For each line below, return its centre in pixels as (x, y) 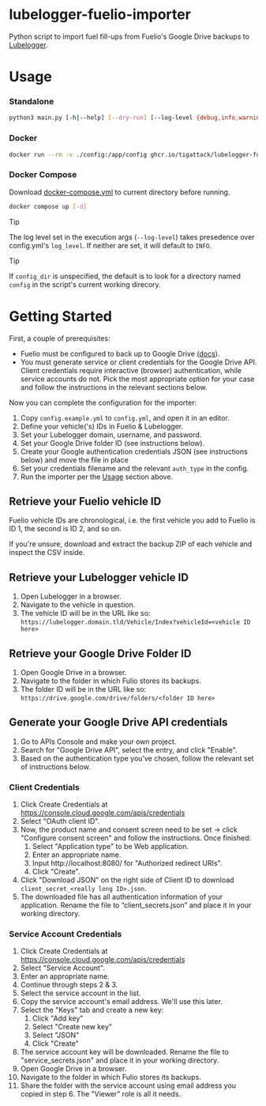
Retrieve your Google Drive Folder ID (100, 653)
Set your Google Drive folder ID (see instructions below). (112, 443)
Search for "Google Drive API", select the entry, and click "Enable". (129, 749)
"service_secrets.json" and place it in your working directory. (120, 1060)
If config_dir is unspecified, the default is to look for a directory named (125, 276)
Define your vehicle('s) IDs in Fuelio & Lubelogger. (102, 426)
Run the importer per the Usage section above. (96, 477)
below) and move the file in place (74, 459)
